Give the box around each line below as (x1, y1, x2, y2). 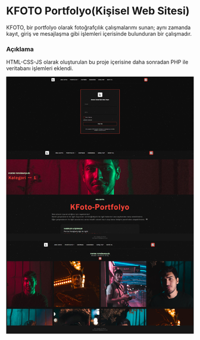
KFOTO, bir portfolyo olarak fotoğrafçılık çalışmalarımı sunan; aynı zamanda (6, 24, 191, 31)
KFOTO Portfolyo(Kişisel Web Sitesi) (6, 4, 190, 18)
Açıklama (6, 45, 34, 53)
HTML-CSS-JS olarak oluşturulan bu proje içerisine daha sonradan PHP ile (6, 58, 189, 66)
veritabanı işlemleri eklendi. (6, 65, 73, 72)
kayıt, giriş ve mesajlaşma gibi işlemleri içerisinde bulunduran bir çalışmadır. (6, 30, 192, 37)
